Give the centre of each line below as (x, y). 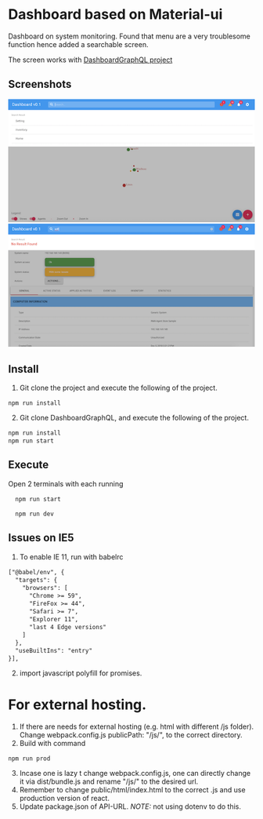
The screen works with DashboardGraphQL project (90, 60)
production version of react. (64, 798)
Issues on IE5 (41, 538)
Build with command (52, 743)
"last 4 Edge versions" (68, 627)
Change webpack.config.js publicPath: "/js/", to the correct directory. (131, 734)
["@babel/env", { (36, 572)
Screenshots (40, 84)
